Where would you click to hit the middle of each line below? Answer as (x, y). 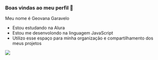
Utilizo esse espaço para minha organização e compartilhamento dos (83, 38)
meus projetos (27, 43)
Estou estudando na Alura (39, 28)
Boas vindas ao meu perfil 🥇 (39, 8)
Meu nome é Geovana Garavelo (37, 19)
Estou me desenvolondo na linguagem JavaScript (63, 33)
